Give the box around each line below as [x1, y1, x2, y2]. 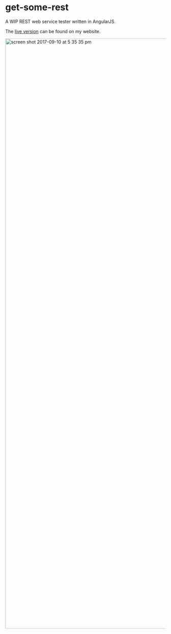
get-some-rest [5, 2, 69, 13]
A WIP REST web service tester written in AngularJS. [5, 18, 116, 24]
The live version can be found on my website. [5, 28, 101, 34]
